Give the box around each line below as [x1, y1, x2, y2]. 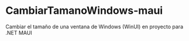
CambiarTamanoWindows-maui [5, 4, 163, 17]
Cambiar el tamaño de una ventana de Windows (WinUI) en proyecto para [5, 23, 184, 30]
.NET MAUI [5, 29, 33, 36]
